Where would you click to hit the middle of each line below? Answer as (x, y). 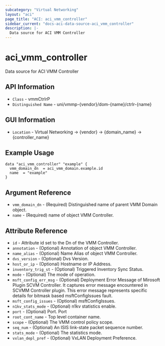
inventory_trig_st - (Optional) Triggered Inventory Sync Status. (78, 269)
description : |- (22, 28)
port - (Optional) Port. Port (39, 311)
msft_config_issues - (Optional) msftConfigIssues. (64, 301)
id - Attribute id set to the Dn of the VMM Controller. (65, 243)
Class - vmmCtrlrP (31, 99)
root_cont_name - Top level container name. (56, 317)
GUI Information (30, 120)
